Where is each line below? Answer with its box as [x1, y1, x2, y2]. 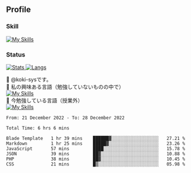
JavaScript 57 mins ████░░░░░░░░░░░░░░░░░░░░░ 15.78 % [6, 145, 185, 152]
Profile [6, 5, 31, 15]
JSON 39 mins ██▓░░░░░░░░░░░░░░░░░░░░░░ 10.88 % [6, 151, 185, 157]
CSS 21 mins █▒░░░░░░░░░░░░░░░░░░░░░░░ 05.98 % [6, 161, 185, 167]
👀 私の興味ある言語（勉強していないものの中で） [6, 83, 125, 90]
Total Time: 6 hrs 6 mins [6, 125, 69, 131]
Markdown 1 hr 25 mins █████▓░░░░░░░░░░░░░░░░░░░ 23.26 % [6, 141, 185, 147]
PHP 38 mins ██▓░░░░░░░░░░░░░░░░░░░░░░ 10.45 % [6, 156, 185, 162]
